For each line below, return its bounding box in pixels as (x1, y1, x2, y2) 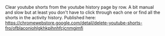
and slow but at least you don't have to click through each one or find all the (5, 9, 161, 15)
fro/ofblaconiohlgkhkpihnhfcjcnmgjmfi (5, 25, 83, 31)
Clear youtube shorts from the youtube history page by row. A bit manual (5, 4, 154, 10)
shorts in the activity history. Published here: (5, 15, 96, 20)
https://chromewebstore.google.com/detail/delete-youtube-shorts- (5, 20, 143, 26)
